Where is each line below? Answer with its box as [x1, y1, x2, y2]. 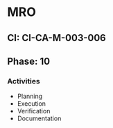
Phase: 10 [7, 55, 51, 67]
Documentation [17, 114, 62, 122]
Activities [7, 76, 40, 86]
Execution [17, 99, 46, 108]
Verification [17, 107, 51, 115]
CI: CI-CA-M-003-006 [7, 32, 106, 44]
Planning [17, 92, 43, 101]
